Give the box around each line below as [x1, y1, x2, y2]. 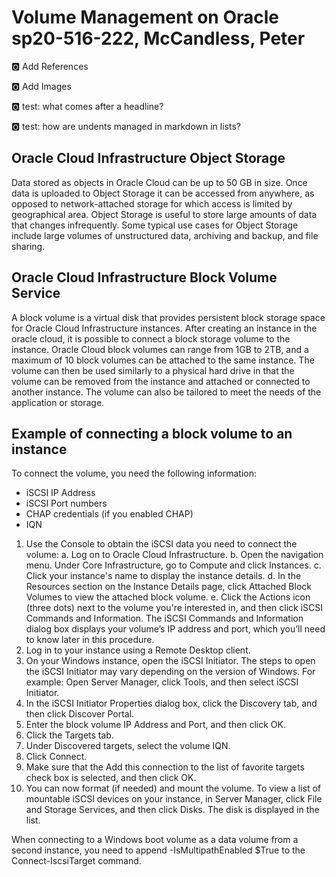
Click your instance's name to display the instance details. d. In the [25, 570, 302, 582]
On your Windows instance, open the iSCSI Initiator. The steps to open [25, 655, 316, 667]
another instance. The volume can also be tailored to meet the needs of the [11, 386, 322, 398]
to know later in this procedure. [25, 634, 155, 646]
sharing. [11, 240, 46, 252]
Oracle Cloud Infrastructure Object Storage [11, 150, 286, 167]
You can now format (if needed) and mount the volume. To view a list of [25, 782, 321, 795]
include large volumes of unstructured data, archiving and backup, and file [11, 229, 319, 241]
